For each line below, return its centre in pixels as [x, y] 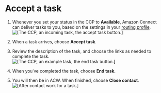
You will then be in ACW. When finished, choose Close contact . [75, 80]
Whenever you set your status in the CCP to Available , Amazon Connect [84, 22]
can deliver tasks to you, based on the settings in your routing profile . [81, 27]
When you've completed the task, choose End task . [64, 71]
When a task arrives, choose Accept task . [54, 41]
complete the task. [31, 56]
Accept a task [33, 9]
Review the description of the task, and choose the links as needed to [82, 51]
